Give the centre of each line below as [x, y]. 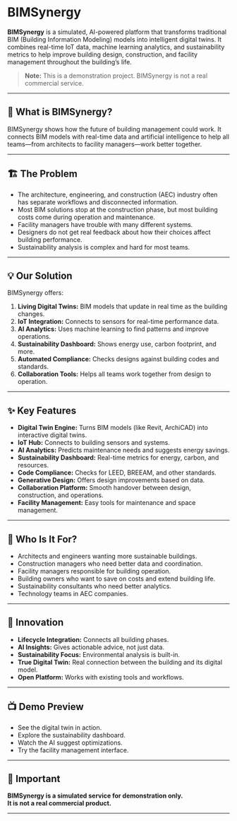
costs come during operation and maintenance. [86, 217]
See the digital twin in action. [60, 727]
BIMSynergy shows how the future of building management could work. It [115, 129]
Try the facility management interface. [73, 750]
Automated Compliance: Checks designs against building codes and [118, 359]
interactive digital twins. [52, 435]
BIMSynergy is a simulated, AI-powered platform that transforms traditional [117, 32]
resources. [33, 465]
